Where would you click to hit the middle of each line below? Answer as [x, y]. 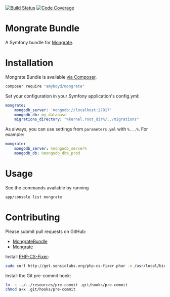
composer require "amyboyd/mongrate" [45, 86]
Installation [29, 63]
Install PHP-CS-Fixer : [27, 256]
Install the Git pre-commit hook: [38, 275]
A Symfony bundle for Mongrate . [39, 42]
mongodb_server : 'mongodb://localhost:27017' [63, 110]
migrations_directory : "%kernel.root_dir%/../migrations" [77, 119]
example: [15, 135]
